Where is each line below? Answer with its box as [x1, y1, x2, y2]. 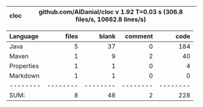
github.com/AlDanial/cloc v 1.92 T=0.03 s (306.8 [38, 8, 183, 16]
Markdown [9, 72, 40, 80]
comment [124, 32, 153, 40]
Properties [9, 62, 39, 70]
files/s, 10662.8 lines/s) [75, 15, 146, 23]
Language [9, 32, 39, 40]
